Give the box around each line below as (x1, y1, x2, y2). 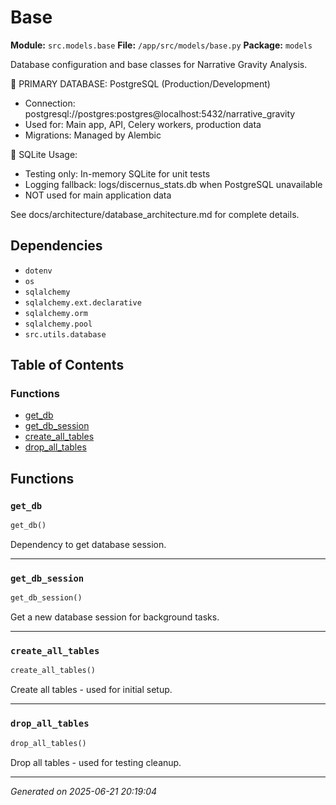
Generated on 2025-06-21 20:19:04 (10, 785, 158, 797)
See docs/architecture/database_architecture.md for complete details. (10, 208, 300, 220)
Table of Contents (10, 357, 125, 374)
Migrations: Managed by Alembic (24, 129, 162, 141)
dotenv (24, 266, 53, 276)
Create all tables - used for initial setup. (10, 684, 173, 696)
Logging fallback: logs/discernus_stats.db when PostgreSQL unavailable (24, 178, 323, 190)
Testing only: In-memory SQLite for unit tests (24, 167, 211, 180)
